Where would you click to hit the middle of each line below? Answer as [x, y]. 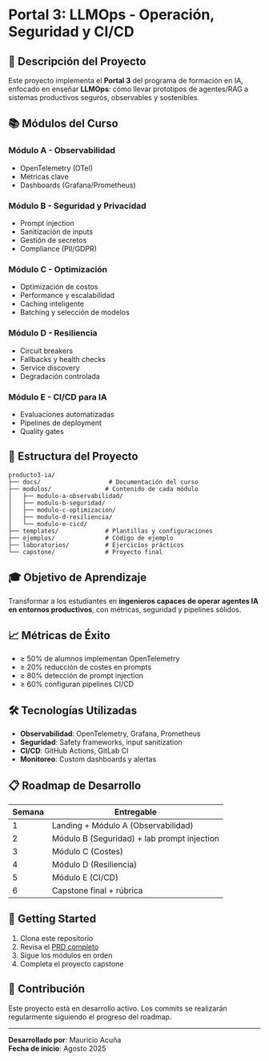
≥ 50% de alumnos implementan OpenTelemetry [100, 659]
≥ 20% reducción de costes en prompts [86, 667]
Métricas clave [44, 176]
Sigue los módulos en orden [66, 955]
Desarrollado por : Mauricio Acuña [65, 1039]
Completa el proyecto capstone [72, 963]
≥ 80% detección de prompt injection [82, 676]
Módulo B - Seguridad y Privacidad [77, 206]
